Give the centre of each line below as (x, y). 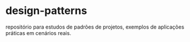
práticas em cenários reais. (39, 33)
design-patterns (46, 11)
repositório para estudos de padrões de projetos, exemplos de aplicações (95, 27)
